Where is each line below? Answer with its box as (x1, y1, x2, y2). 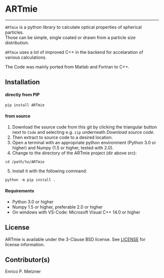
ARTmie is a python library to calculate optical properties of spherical (5, 24, 142, 30)
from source (5, 113, 31, 119)
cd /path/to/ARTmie (5, 159, 45, 164)
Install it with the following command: (12, 168, 87, 174)
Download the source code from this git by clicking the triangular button (12, 124, 157, 130)
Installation (5, 78, 40, 86)
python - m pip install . (5, 177, 56, 182)
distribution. (5, 40, 29, 45)
